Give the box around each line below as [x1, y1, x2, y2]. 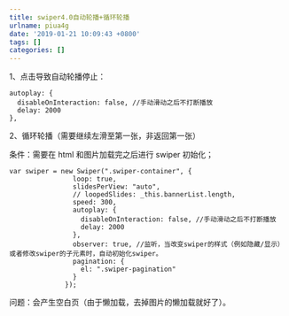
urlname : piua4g [9, 21, 69, 30]
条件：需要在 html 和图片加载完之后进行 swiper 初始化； [9, 150, 215, 160]
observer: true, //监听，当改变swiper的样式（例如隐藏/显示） [72, 240, 285, 249]
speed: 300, [72, 198, 117, 207]
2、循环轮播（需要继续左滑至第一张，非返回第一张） [9, 130, 201, 142]
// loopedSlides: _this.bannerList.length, [72, 190, 237, 199]
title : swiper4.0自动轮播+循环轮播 [9, 12, 130, 22]
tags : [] [9, 37, 42, 47]
